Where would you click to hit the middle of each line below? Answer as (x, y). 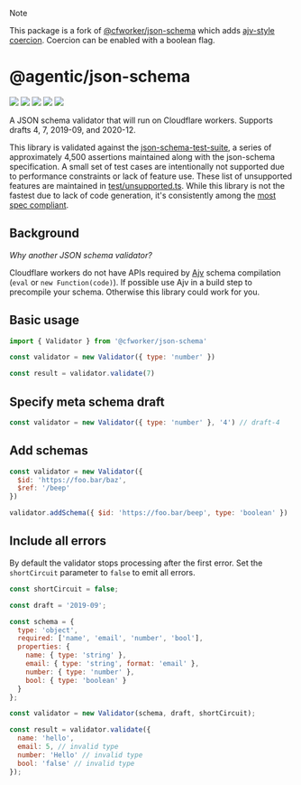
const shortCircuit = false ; (64, 589)
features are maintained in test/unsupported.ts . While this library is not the (147, 185)
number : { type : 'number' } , (80, 672)
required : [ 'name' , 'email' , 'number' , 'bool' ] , (110, 639)
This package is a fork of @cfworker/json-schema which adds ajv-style (142, 30)
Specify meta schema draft (87, 402)
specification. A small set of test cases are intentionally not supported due (147, 166)
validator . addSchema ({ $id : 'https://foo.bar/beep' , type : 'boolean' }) (149, 513)
